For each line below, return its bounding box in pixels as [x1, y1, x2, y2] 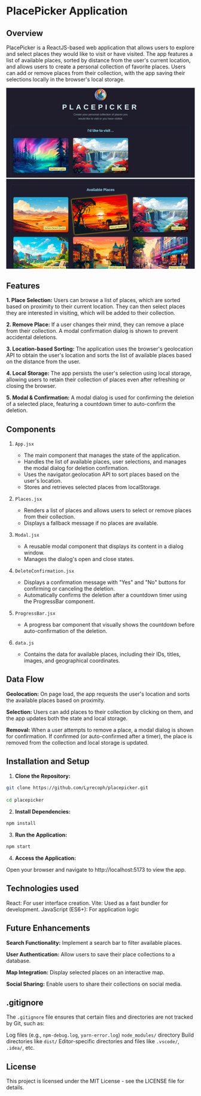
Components [6, 424, 56, 434]
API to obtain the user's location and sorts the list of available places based [6, 352, 191, 359]
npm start [6, 844, 31, 850]
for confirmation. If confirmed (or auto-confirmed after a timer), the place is [6, 733, 193, 740]
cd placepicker [6, 797, 44, 803]
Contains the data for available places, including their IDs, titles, [23, 651, 181, 658]
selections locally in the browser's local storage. [6, 76, 125, 83]
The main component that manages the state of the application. [23, 451, 181, 459]
